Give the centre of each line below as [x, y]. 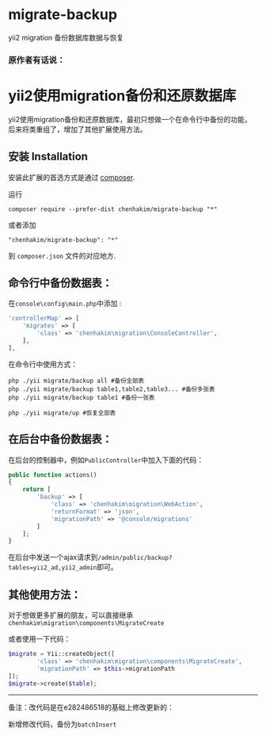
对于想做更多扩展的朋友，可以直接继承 [70, 615]
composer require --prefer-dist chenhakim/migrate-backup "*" [113, 209]
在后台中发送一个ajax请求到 [53, 558]
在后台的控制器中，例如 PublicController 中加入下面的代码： [106, 460]
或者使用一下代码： [40, 639]
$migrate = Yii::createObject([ [61, 654]
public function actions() [53, 475]
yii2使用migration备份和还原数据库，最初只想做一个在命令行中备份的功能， [130, 119]
